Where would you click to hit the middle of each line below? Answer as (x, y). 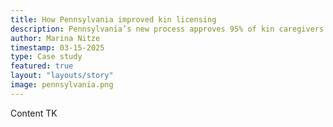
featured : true (42, 66)
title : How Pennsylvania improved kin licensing (113, 19)
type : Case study (46, 57)
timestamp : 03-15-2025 (57, 47)
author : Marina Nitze (55, 38)
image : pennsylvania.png (62, 85)
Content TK (34, 113)
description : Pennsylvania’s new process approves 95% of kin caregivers (167, 29)
